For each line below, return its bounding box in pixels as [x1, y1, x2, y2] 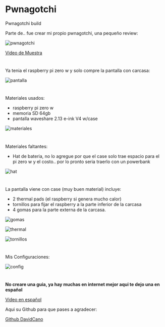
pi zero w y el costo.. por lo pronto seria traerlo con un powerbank [12, 158, 150, 165]
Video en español [5, 297, 42, 303]
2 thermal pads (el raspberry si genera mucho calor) [12, 196, 122, 202]
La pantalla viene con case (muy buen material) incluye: [5, 186, 122, 192]
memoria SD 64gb [12, 110, 51, 116]
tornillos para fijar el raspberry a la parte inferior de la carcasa [12, 201, 142, 207]
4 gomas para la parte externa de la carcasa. [12, 207, 106, 213]
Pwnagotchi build [5, 20, 41, 26]
